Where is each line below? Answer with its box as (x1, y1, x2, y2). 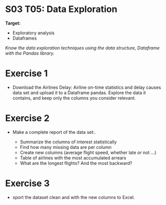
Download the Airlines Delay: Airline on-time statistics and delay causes (12, 84, 161, 90)
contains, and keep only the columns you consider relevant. (12, 95, 136, 101)
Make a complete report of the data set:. (12, 129, 96, 135)
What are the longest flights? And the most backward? (20, 160, 132, 166)
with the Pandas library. (5, 50, 55, 56)
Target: (5, 20, 21, 26)
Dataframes (12, 35, 37, 41)
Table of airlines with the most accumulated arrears (20, 154, 126, 161)
